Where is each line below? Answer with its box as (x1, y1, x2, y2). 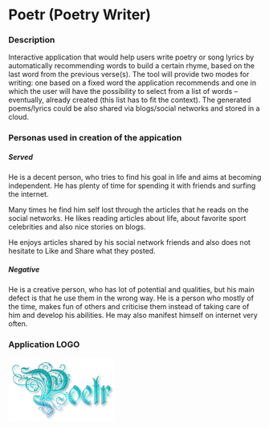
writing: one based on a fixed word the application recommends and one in (8, 78, 257, 88)
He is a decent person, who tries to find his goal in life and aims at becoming (8, 173, 262, 182)
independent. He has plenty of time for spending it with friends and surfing (8, 181, 256, 190)
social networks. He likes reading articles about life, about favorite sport (8, 214, 247, 223)
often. (8, 319, 28, 328)
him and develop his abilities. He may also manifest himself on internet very (8, 311, 259, 320)
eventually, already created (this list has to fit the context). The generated (8, 95, 251, 105)
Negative (8, 264, 40, 274)
